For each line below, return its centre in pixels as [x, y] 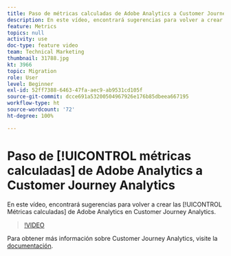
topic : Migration [32, 71]
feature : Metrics [32, 26]
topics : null [26, 33]
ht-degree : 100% [30, 116]
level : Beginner [30, 84]
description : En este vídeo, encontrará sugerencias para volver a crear [115, 20]
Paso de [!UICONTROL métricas [99, 156]
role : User [23, 77]
